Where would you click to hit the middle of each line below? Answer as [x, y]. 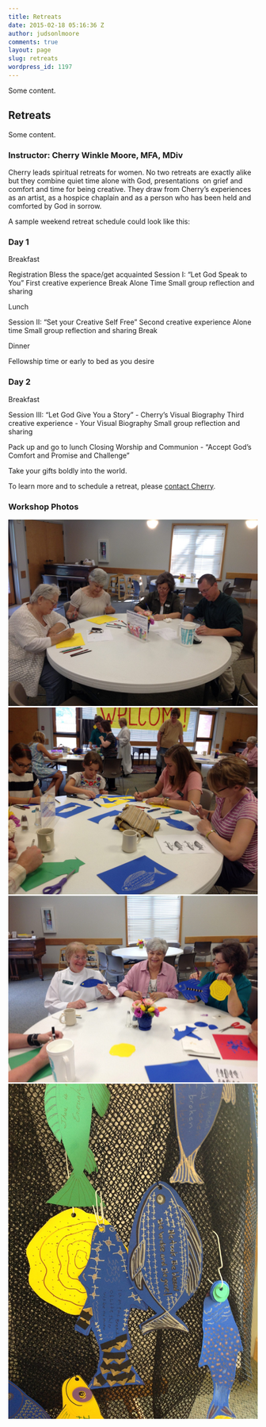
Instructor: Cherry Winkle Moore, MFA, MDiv [96, 155]
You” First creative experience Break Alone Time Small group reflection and [131, 283]
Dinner [19, 346]
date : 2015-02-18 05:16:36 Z [56, 25]
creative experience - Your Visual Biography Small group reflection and [124, 423]
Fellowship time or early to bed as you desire [81, 362]
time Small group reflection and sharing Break [83, 331]
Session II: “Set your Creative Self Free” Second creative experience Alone [130, 322]
